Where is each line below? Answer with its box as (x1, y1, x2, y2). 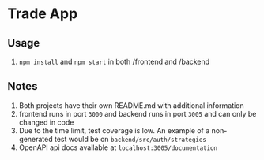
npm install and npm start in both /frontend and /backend (18, 57, 210, 66)
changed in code (18, 117, 74, 127)
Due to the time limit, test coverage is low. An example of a (18, 125, 210, 135)
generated (18, 134, 53, 143)
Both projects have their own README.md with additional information (18, 100, 244, 110)
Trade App (7, 5, 78, 23)
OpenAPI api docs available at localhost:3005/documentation (18, 143, 218, 152)
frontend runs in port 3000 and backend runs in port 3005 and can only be (18, 109, 257, 118)
